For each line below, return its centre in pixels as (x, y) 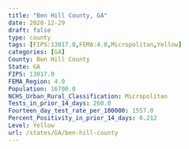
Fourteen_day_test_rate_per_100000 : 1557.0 (81, 111)
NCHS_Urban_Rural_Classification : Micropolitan (88, 96)
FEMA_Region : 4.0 (37, 81)
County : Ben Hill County (49, 60)
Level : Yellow (32, 125)
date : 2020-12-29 (37, 23)
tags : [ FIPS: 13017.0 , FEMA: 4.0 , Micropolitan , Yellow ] (95, 45)
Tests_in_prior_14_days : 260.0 (60, 103)
